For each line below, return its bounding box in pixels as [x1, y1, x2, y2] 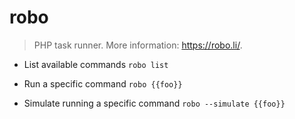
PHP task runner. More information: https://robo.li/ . [33, 39, 243, 51]
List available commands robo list [23, 58, 169, 70]
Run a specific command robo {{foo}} [23, 77, 183, 90]
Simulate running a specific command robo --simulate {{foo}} [23, 97, 286, 109]
